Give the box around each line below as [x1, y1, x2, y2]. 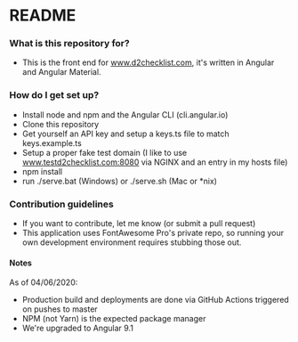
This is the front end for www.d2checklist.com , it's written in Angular [21, 57, 275, 68]
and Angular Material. [21, 67, 101, 77]
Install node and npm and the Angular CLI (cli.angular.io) [21, 109, 229, 120]
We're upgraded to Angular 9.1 [21, 322, 133, 334]
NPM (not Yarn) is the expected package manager [21, 313, 206, 324]
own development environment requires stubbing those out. [21, 237, 242, 248]
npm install [21, 166, 63, 176]
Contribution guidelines [9, 198, 114, 210]
